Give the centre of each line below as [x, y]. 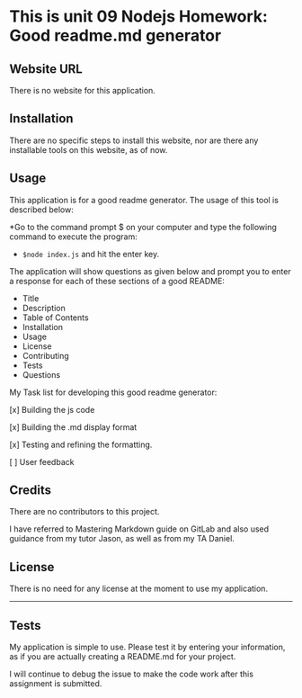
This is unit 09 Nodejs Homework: [138, 17]
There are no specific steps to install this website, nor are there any [134, 140]
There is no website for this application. [82, 90]
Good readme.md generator [115, 36]
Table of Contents [55, 318]
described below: [41, 210]
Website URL [46, 69]
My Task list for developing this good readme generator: [113, 392]
